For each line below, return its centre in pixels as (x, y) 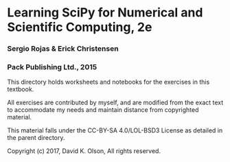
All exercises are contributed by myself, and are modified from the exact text (115, 103)
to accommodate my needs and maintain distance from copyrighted (103, 110)
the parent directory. (36, 138)
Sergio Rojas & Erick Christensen (63, 49)
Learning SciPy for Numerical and (105, 13)
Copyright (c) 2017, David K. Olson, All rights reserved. (84, 151)
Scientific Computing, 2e (80, 27)
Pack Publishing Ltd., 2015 (52, 67)
